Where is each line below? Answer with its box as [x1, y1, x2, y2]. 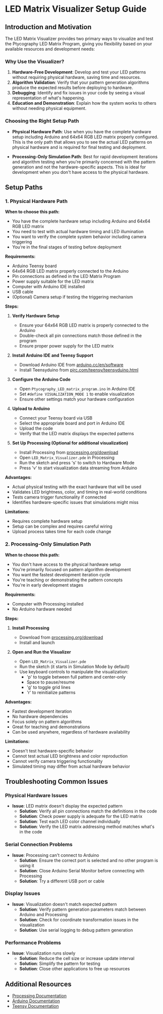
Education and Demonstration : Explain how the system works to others [12, 100, 157, 106]
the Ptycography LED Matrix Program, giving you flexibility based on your [5, 41, 152, 47]
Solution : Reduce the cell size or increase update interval [19, 956, 135, 961]
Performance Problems [5, 939, 61, 946]
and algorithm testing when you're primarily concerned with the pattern [12, 159, 156, 165]
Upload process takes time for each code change [12, 529, 111, 535]
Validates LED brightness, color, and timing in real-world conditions [12, 489, 147, 495]
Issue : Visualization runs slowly [12, 950, 75, 956]
